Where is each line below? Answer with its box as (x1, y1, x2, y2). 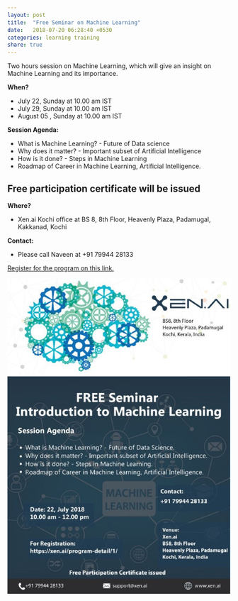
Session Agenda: (7, 126, 59, 134)
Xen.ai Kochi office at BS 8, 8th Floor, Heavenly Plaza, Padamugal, (17, 215, 211, 224)
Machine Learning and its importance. (7, 70, 118, 78)
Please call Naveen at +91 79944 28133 (17, 250, 134, 258)
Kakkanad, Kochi (17, 222, 67, 231)
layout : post (7, 11, 46, 18)
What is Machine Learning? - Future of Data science (17, 139, 170, 148)
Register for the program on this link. (7, 263, 115, 272)
